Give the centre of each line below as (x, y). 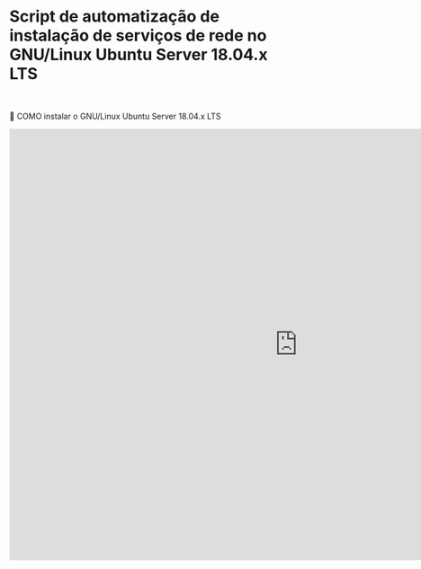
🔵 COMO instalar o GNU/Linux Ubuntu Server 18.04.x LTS (116, 116)
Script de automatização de (115, 17)
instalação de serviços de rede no (138, 36)
